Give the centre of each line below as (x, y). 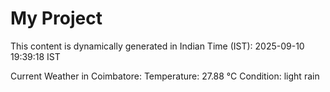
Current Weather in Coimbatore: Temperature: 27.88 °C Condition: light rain (165, 76)
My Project (56, 18)
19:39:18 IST (35, 56)
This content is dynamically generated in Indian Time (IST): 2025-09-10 (157, 46)
